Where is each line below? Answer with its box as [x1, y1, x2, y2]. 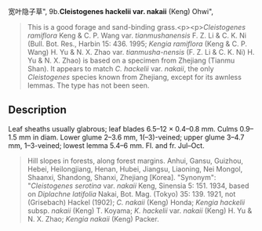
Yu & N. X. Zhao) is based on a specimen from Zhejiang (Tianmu [27, 56, 235, 65]
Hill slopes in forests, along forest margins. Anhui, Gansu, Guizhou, [27, 156, 244, 165]
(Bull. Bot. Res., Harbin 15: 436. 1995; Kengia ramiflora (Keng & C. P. [27, 39, 248, 49]
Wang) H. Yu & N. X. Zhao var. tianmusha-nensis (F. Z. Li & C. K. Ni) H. [27, 48, 255, 56]
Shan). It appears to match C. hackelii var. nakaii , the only [27, 64, 214, 73]
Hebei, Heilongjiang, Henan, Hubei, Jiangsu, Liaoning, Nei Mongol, [27, 164, 243, 174]
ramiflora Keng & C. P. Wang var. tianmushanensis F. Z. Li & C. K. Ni [27, 31, 247, 40]
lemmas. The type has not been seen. [27, 81, 150, 90]
